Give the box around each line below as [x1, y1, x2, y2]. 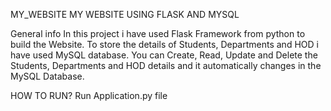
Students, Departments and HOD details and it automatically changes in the [10, 60, 322, 71]
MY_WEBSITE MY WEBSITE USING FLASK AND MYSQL [10, 9, 240, 20]
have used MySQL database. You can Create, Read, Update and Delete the [10, 49, 318, 61]
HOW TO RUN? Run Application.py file [10, 90, 168, 101]
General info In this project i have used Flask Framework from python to [10, 28, 306, 39]
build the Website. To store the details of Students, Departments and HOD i [10, 39, 319, 50]
